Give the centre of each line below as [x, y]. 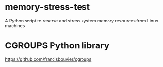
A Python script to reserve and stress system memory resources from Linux [82, 21]
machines [15, 25]
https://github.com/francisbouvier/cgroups [48, 59]
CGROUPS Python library [57, 46]
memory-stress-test [48, 7]
